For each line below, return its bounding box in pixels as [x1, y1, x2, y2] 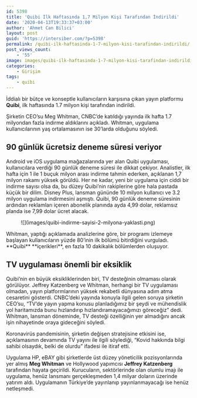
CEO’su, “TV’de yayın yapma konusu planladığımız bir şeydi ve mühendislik [6, 300, 187, 307]
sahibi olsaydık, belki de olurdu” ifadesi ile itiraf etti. [6, 342, 130, 349]
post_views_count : [6, 47, 51, 53]
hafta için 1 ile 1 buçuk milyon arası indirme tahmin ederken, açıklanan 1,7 [6, 170, 182, 177]
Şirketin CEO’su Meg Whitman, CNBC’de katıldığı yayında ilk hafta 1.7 [6, 113, 172, 120]
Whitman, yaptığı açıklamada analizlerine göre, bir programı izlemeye [6, 230, 173, 237]
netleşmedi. [6, 385, 35, 392]
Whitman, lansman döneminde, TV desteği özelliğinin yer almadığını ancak [6, 313, 186, 320]
